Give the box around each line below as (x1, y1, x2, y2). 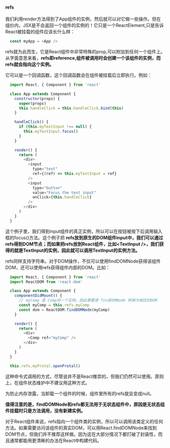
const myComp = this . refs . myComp (18, 303, 90, 308)
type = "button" (32, 185, 62, 190)
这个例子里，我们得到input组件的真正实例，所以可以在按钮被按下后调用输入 (5, 228, 163, 234)
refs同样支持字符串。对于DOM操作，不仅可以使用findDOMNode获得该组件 (5, 258, 161, 264)
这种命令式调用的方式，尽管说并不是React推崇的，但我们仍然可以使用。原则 (5, 373, 164, 379)
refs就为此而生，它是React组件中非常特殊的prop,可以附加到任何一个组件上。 (5, 49, 165, 55)
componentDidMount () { (14, 293, 62, 298)
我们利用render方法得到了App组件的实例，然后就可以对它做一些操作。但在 (5, 16, 161, 22)
